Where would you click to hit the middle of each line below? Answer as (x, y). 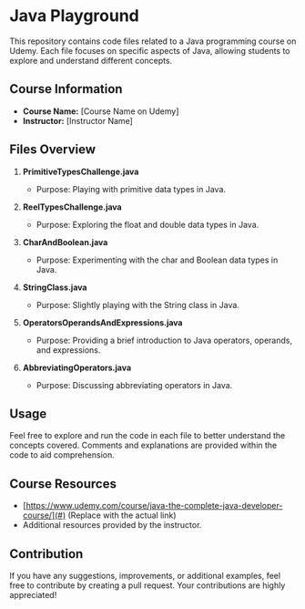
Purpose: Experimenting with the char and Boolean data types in (157, 260)
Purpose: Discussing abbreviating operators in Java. (134, 385)
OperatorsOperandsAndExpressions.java (102, 322)
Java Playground (74, 16)
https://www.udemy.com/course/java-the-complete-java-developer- (154, 506)
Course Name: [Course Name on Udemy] (101, 111)
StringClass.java (55, 287)
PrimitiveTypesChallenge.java (81, 171)
